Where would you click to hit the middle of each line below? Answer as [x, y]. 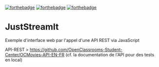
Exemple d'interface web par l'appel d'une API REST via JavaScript [72, 40]
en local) [14, 60]
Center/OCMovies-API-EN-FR [35, 54]
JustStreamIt [32, 27]
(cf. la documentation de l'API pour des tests [110, 54]
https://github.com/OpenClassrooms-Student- [76, 49]
